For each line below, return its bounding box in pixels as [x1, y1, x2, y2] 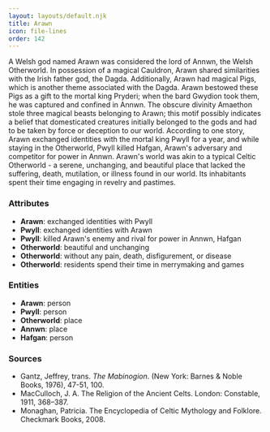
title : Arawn [8, 19, 53, 28]
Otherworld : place [19, 315, 83, 325]
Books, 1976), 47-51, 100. [19, 380, 105, 390]
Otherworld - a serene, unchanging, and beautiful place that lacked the [8, 160, 246, 171]
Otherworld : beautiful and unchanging [19, 242, 150, 252]
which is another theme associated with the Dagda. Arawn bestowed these [8, 83, 259, 93]
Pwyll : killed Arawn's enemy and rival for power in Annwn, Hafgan [19, 233, 242, 244]
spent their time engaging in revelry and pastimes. [8, 178, 176, 188]
